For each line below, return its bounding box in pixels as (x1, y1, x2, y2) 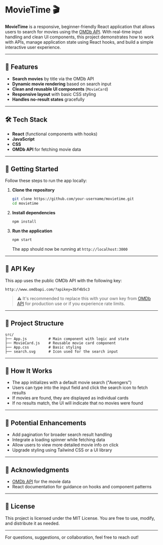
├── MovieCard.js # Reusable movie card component (5, 340, 116, 345)
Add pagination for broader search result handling (12, 432, 113, 437)
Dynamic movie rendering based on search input (12, 81, 112, 87)
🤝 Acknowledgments (5, 465, 69, 474)
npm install (12, 219, 36, 224)
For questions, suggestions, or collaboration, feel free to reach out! (5, 534, 139, 540)
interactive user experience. (5, 44, 61, 50)
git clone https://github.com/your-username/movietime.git (12, 196, 134, 202)
